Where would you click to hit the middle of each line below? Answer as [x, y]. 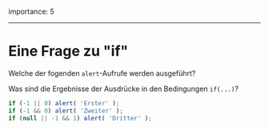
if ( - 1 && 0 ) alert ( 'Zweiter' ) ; [66, 111]
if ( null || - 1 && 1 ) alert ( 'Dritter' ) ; [80, 118]
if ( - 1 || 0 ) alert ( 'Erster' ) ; [64, 103]
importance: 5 [31, 12]
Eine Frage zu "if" [68, 51]
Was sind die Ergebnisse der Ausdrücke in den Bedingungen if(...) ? [123, 89]
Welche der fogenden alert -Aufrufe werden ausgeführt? [102, 73]
